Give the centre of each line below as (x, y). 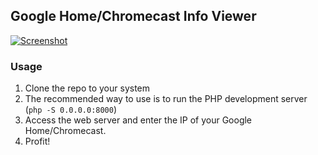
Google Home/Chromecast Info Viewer (133, 16)
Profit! (37, 141)
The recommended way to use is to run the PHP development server (166, 99)
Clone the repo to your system (87, 88)
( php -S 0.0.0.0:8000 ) (71, 110)
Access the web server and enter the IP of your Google (138, 120)
